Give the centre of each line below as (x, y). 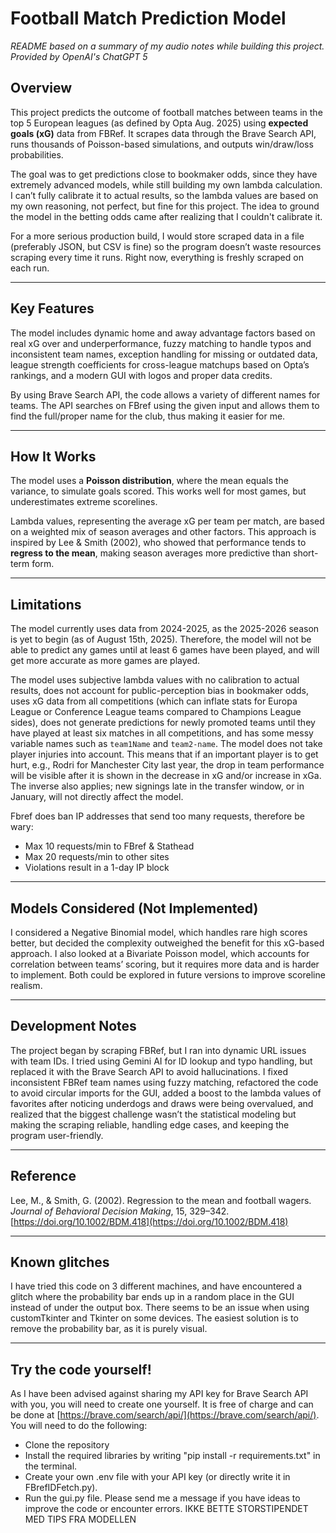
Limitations (46, 604)
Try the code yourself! (81, 1369)
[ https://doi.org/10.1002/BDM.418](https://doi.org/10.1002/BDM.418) (149, 1221)
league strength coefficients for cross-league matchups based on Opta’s (160, 364)
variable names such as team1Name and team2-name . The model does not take (166, 744)
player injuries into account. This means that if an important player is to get (164, 754)
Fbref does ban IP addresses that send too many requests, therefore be (157, 816)
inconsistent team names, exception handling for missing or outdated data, (164, 354)
